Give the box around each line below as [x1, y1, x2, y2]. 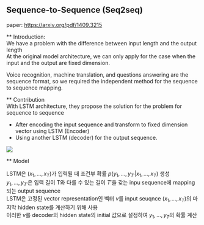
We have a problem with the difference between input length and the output [6, 39, 197, 47]
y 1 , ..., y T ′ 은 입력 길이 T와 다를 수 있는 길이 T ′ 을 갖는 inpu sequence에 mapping [6, 178, 195, 188]
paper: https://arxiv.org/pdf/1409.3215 [6, 21, 103, 28]
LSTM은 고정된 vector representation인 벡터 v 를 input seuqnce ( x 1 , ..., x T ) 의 [6, 195, 192, 204]
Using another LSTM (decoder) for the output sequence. [15, 134, 158, 141]
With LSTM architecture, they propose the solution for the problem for [6, 102, 182, 110]
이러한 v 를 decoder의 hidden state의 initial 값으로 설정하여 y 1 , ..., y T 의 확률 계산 [6, 212, 197, 220]
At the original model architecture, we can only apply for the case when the [6, 52, 196, 60]
